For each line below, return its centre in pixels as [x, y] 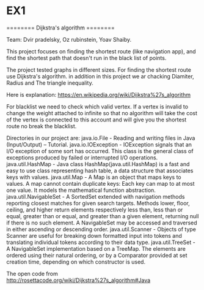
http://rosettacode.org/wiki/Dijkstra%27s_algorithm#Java [78, 280]
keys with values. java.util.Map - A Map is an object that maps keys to [94, 177]
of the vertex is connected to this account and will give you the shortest [97, 120]
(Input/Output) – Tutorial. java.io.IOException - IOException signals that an [99, 144]
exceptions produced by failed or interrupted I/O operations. [82, 158]
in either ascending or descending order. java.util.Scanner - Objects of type [101, 229]
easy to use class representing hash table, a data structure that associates [100, 170]
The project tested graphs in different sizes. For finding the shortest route [99, 70]
